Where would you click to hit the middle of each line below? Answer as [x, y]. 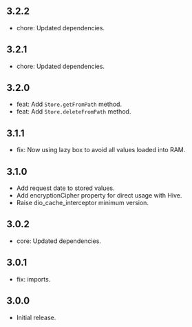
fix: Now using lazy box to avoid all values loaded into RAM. [101, 150]
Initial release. [36, 317]
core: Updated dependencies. [58, 241]
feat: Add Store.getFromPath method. [69, 104]
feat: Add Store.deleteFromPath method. [74, 112]
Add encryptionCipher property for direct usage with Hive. [99, 196]
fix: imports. [33, 279]
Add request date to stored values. [65, 188]
